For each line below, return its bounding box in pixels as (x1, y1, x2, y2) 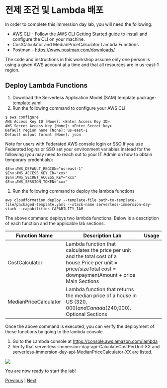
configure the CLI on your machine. (12, 36, 85, 42)
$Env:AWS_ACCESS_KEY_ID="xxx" (5, 170, 68, 175)
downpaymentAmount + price (66, 271, 136, 278)
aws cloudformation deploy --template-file (5, 197, 97, 203)
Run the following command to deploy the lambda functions (12, 188, 135, 194)
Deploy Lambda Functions (5, 81, 88, 90)
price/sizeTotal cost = (66, 265, 116, 272)
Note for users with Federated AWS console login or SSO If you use (5, 141, 143, 147)
